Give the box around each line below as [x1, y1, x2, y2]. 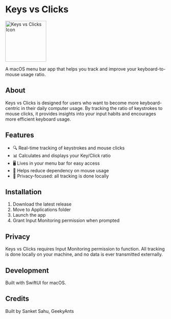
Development [5, 266, 50, 275]
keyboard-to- [137, 65, 166, 72]
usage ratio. [20, 71, 46, 77]
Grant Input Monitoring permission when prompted [12, 217, 120, 223]
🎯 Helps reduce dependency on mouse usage [12, 167, 109, 173]
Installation [5, 188, 42, 196]
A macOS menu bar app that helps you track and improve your [5, 65, 137, 72]
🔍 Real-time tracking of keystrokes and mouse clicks [12, 145, 125, 151]
